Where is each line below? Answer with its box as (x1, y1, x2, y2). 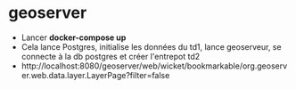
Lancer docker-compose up (21, 32, 127, 43)
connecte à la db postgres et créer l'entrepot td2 (21, 51, 201, 61)
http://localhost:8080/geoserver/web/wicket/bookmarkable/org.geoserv (21, 61, 288, 71)
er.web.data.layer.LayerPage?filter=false (21, 69, 170, 80)
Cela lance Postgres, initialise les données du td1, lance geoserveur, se (21, 41, 282, 52)
